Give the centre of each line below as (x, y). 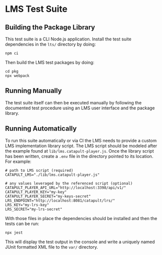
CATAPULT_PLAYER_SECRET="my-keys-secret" (48, 196)
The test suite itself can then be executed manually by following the (73, 102)
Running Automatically (41, 129)
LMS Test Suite (36, 9)
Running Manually (34, 91)
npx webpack (17, 76)
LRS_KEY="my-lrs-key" (27, 205)
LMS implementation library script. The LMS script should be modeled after (81, 146)
